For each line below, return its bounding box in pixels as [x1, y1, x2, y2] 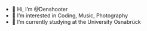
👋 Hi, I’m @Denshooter [11, 6, 68, 13]
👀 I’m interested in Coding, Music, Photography [11, 12, 128, 19]
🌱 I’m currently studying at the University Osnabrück [11, 18, 142, 25]
